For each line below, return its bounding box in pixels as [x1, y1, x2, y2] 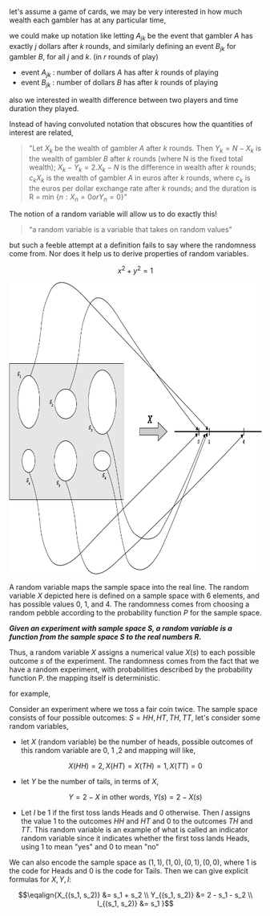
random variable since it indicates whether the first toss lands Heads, [20, 833, 250, 843]
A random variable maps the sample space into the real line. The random [9, 583, 249, 592]
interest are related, [9, 128, 75, 137]
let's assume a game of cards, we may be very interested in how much [9, 7, 243, 16]
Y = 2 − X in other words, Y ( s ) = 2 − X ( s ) [68, 792, 203, 802]
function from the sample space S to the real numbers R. [9, 632, 202, 642]
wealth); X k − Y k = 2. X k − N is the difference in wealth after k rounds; [28, 162, 257, 174]
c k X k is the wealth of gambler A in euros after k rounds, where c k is [28, 173, 251, 184]
